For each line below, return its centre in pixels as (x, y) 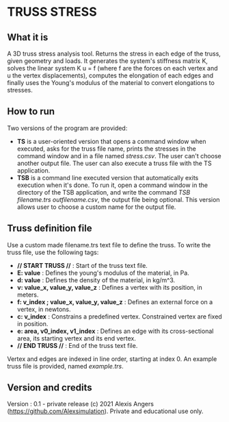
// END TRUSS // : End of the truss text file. (77, 345)
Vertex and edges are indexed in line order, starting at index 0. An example (112, 359)
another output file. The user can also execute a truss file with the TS (114, 163)
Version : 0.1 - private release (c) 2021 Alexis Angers (80, 404)
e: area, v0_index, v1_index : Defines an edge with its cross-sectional (115, 331)
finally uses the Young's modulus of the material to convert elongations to (111, 83)
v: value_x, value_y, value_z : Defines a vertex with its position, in (110, 287)
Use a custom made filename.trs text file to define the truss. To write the (109, 245)
